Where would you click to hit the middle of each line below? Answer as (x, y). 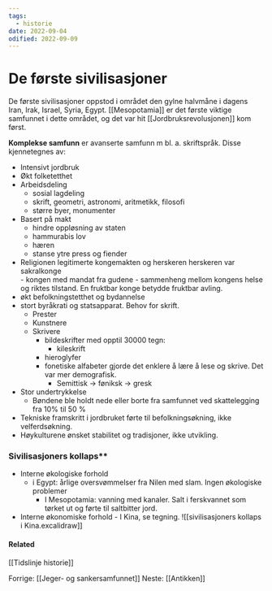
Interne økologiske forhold (64, 474)
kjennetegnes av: (37, 152)
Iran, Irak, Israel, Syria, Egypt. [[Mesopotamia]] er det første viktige (120, 110)
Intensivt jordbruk (50, 167)
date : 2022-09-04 (38, 31)
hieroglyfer (63, 358)
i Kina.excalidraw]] (51, 526)
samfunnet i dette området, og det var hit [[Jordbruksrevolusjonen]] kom (130, 119)
